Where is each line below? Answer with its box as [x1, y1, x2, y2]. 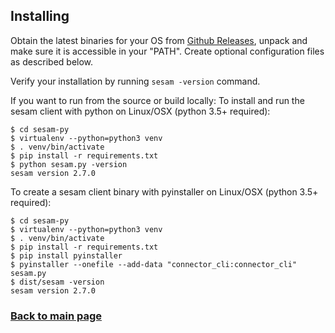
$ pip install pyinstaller [10, 250, 123, 261]
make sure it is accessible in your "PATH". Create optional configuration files [10, 45, 325, 57]
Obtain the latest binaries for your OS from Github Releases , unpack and [10, 34, 308, 46]
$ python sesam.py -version [10, 159, 128, 169]
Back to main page [10, 309, 103, 323]
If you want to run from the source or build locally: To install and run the [10, 94, 305, 106]
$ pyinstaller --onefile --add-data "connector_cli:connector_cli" [10, 259, 298, 269]
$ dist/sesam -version [10, 277, 105, 287]
